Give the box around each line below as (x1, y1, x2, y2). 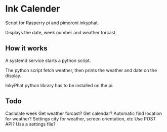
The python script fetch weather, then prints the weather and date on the (5, 67, 157, 73)
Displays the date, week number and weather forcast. (5, 29, 117, 35)
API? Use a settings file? (5, 121, 56, 127)
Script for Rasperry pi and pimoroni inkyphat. (5, 20, 99, 26)
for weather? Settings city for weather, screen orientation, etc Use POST (5, 115, 156, 121)
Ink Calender (5, 3, 60, 15)
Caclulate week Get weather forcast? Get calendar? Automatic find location (5, 110, 162, 116)
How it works (5, 44, 48, 53)
